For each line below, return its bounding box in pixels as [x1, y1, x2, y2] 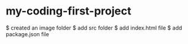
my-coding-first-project [6, 4, 131, 18]
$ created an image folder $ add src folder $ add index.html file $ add [6, 24, 182, 31]
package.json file [6, 30, 50, 37]
